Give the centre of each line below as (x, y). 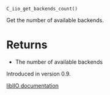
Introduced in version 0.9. (39, 74)
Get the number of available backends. (55, 20)
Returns (27, 45)
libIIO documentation (33, 85)
